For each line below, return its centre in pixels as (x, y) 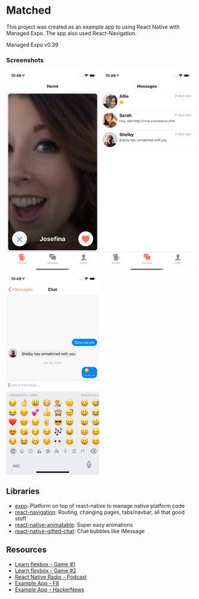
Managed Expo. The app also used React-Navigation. (71, 33)
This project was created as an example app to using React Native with (93, 27)
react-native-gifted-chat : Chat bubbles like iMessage (80, 531)
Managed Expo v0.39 (32, 45)
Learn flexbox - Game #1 (45, 564)
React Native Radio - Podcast (51, 577)
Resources (26, 550)
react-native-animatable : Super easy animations (74, 525)
